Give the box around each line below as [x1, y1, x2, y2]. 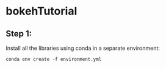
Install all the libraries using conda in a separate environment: [5, 44, 160, 52]
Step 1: [5, 29, 32, 39]
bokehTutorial [5, 4, 78, 18]
